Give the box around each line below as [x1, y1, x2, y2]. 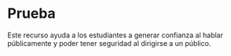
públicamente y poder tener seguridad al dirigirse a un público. [7, 38, 211, 47]
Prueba [7, 5, 56, 23]
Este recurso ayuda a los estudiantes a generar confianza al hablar [7, 30, 223, 40]
